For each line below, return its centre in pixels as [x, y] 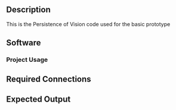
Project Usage [27, 60]
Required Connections [49, 79]
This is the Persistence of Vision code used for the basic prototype [88, 24]
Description [28, 10]
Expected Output [38, 99]
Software [24, 43]
